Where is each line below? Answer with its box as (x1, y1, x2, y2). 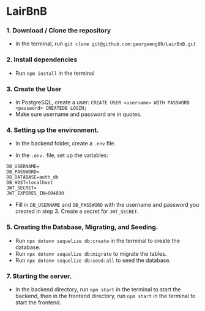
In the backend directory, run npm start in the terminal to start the (15, 285, 181, 293)
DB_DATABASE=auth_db (6, 174, 59, 180)
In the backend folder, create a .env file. (15, 140, 116, 147)
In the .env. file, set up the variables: (15, 152, 109, 159)
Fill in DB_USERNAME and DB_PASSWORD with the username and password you (15, 201, 199, 209)
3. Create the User (6, 85, 62, 93)
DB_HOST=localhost (6, 180, 53, 186)
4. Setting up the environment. (6, 126, 99, 134)
